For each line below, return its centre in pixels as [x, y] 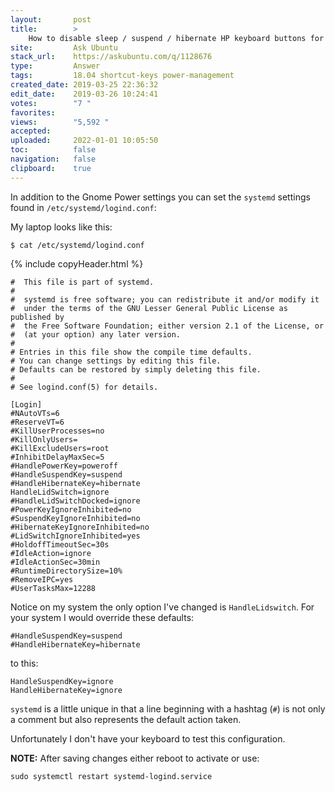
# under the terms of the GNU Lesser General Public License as [149, 308]
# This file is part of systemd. [82, 282]
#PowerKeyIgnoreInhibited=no [71, 509]
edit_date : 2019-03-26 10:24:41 [84, 94]
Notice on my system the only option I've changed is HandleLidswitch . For [162, 607]
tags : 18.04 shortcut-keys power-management [122, 76]
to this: [24, 663]
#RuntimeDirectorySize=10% [66, 571]
